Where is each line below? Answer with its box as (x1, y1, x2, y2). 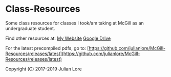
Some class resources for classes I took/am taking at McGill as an (5, 20, 144, 26)
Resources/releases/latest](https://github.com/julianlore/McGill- (5, 50, 140, 57)
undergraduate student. (5, 25, 55, 31)
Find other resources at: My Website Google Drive (5, 35, 111, 41)
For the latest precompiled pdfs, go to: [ (5, 45, 89, 51)
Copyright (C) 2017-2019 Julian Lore (5, 66, 82, 72)
